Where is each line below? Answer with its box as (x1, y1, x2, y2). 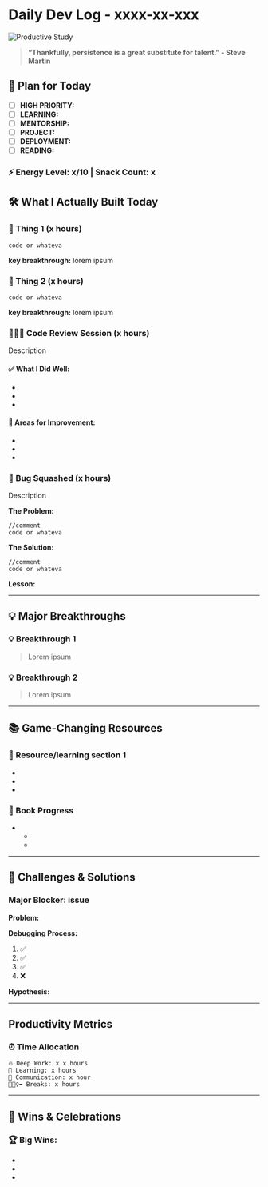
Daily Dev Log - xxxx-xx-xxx (8, 6, 199, 24)
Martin (27, 56, 51, 66)
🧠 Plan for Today (8, 79, 92, 93)
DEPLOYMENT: (19, 137, 72, 146)
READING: (19, 146, 54, 155)
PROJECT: (19, 127, 56, 137)
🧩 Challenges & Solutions (8, 870, 136, 885)
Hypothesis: (8, 986, 50, 997)
